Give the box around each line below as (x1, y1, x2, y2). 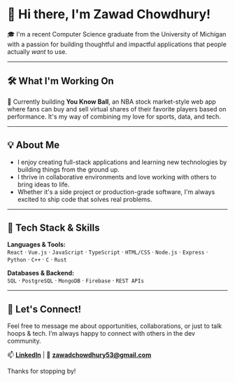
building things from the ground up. (17, 165, 120, 174)
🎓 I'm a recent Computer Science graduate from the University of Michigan (7, 29, 227, 38)
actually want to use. (7, 47, 68, 55)
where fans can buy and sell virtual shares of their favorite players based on (7, 104, 227, 113)
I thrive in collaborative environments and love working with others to (17, 172, 217, 181)
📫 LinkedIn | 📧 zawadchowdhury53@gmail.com (7, 350, 152, 360)
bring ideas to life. (17, 180, 70, 189)
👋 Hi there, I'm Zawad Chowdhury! (7, 6, 211, 22)
